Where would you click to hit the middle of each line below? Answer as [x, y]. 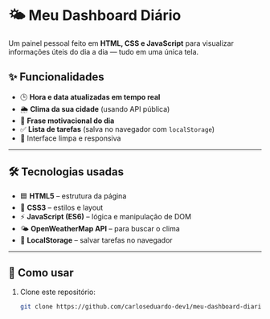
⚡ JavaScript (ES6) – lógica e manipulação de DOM [105, 216]
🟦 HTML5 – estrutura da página [73, 196]
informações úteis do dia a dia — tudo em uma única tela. [104, 51]
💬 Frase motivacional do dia [67, 121]
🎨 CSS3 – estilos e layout [61, 207]
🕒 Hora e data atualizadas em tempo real [90, 96]
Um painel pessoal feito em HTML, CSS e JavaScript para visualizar [121, 43]
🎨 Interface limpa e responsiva [70, 138]
